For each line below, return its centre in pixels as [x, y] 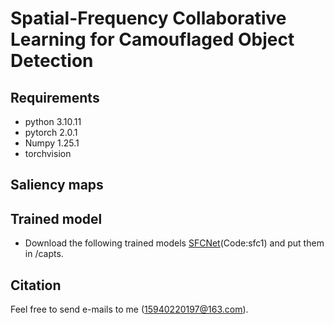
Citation [36, 285]
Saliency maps [57, 185]
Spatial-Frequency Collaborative [148, 18]
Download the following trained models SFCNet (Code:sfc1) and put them [174, 243]
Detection [52, 61]
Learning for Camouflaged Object [152, 39]
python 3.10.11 [53, 121]
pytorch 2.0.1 [51, 132]
